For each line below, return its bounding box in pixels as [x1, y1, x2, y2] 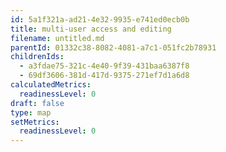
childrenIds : [10, 52, 65, 62]
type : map [10, 107, 52, 118]
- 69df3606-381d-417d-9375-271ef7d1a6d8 [19, 71, 190, 81]
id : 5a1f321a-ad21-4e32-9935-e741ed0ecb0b [10, 14, 190, 25]
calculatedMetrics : [10, 80, 92, 90]
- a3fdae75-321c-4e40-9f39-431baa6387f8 [19, 61, 190, 71]
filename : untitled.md [10, 33, 105, 43]
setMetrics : [10, 117, 60, 127]
